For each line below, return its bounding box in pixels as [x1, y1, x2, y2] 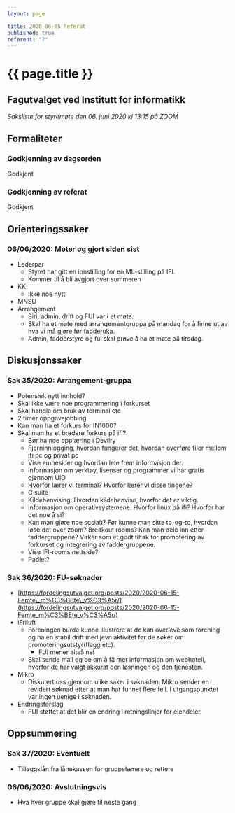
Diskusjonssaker [7, 355, 82, 367]
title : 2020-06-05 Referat [7, 22, 86, 30]
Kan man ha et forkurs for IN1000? [17, 421, 117, 430]
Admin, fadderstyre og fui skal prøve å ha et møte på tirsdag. [27, 334, 204, 343]
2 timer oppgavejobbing [17, 413, 87, 422]
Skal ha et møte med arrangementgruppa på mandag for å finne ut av [27, 319, 228, 327]
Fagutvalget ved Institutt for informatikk [7, 94, 185, 106]
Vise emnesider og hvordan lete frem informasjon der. [27, 458, 184, 467]
